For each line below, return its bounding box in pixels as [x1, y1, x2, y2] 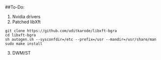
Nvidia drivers [12, 14, 41, 19]
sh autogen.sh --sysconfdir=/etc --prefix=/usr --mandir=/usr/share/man [5, 37, 157, 42]
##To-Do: [5, 4, 25, 10]
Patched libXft [12, 19, 41, 25]
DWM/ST [12, 50, 31, 56]
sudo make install [5, 41, 43, 46]
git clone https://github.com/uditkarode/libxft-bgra [5, 29, 117, 33]
